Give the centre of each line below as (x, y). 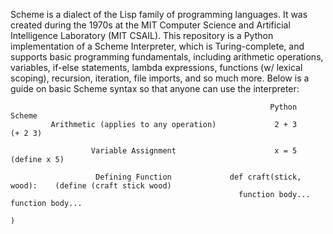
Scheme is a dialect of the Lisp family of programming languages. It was (159, 14)
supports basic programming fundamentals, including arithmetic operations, (167, 57)
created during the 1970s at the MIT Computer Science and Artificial (150, 25)
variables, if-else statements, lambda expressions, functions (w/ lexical (156, 67)
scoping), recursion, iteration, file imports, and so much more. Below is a (160, 78)
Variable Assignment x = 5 (194, 151)
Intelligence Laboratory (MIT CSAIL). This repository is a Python (142, 35)
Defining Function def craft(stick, (198, 177)
